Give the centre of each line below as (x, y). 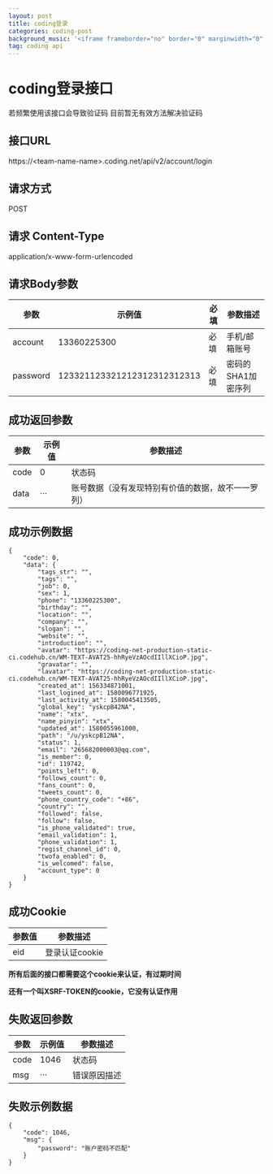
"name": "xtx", (63, 714)
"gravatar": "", (65, 664)
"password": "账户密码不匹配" (84, 1149)
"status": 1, (60, 743)
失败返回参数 (41, 1019)
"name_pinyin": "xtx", (76, 721)
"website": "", (63, 636)
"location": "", (65, 614)
